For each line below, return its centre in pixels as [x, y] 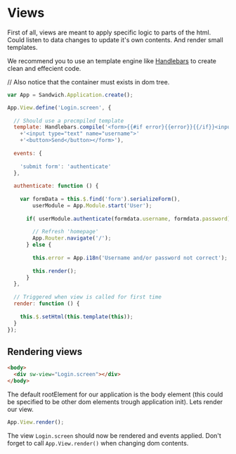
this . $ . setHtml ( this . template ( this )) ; [77, 317]
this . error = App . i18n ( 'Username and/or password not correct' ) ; [130, 258]
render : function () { [47, 304]
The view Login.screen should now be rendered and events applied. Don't [114, 435]
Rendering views [45, 352]
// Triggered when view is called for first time [87, 297]
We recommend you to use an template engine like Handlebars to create [112, 60]
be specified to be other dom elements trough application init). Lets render [115, 401]
